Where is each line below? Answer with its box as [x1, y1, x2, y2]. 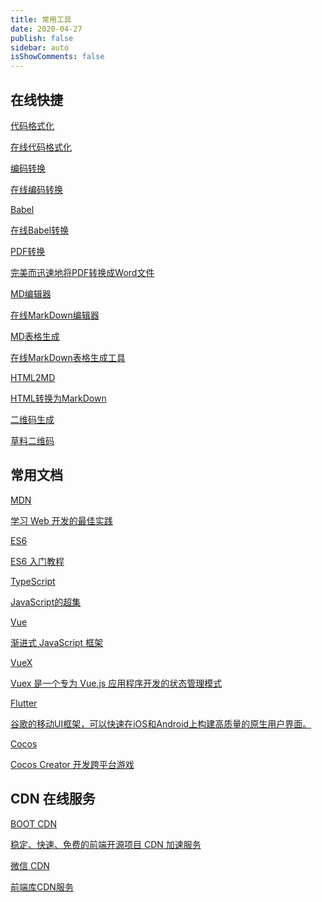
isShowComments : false [10, 52, 105, 62]
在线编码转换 [10, 183, 63, 195]
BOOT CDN [10, 817, 58, 830]
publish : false [10, 33, 74, 43]
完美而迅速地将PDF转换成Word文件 [10, 266, 155, 278]
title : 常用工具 [10, 14, 72, 25]
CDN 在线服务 [10, 791, 96, 808]
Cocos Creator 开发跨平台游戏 [10, 758, 135, 770]
